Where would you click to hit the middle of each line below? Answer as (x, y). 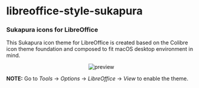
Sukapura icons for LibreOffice (52, 30)
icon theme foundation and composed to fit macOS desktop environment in (100, 49)
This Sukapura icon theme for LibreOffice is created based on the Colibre (97, 43)
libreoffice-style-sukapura (74, 11)
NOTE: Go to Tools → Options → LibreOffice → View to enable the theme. (97, 78)
